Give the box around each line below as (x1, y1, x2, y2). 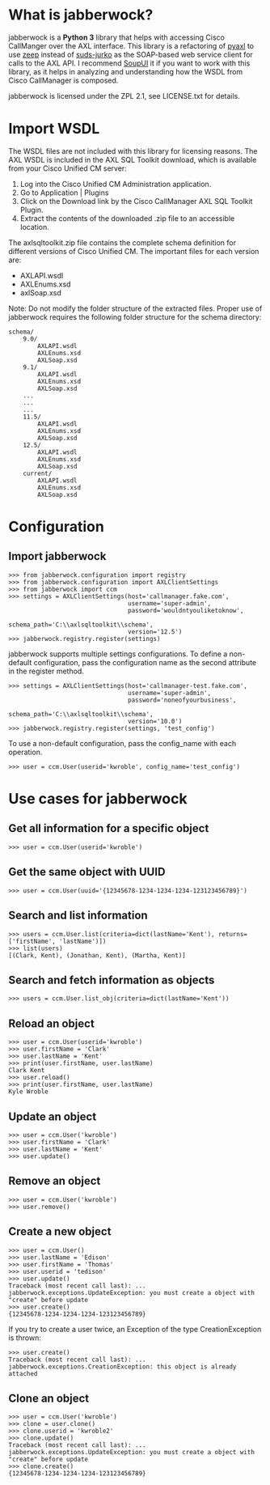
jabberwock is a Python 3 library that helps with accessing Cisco (8, 32, 225, 42)
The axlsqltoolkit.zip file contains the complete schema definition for (8, 237, 237, 248)
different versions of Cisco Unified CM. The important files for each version (8, 246, 259, 256)
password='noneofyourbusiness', (128, 696, 237, 704)
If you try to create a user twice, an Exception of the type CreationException (8, 1324, 262, 1334)
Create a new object (8, 1224, 112, 1239)
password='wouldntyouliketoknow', (128, 606, 244, 614)
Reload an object (8, 1016, 95, 1030)
